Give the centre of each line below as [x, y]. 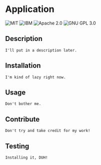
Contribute [22, 119]
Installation [23, 66]
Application [30, 9]
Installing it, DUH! [27, 157]
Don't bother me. [23, 104]
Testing [17, 146]
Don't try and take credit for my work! [48, 131]
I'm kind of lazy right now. [35, 77]
